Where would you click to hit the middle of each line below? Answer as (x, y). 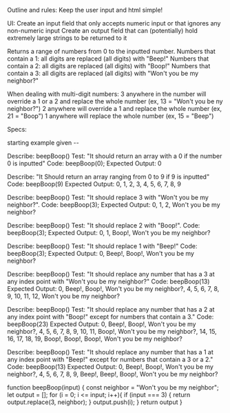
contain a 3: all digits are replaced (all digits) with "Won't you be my (103, 73)
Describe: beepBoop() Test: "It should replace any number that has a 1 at (110, 352)
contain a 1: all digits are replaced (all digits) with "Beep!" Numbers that (108, 59)
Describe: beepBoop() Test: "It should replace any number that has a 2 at (111, 309)
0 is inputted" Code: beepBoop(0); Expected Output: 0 (84, 163)
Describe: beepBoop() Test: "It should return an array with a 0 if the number (115, 156)
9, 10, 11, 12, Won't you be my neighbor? (64, 296)
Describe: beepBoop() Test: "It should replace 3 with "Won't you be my (108, 197)
